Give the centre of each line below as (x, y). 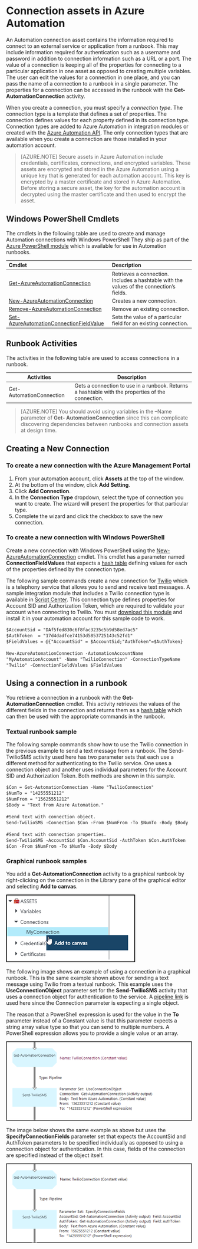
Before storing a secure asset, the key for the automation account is (103, 188)
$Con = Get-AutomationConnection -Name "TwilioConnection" (80, 787)
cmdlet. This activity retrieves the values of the (123, 704)
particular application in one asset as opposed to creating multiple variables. (99, 71)
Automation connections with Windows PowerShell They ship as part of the (98, 240)
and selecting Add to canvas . (42, 887)
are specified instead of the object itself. (55, 1155)
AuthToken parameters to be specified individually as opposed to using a (95, 1143)
